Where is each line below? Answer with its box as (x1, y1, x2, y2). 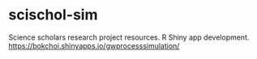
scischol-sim (8, 6, 99, 24)
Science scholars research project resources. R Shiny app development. (8, 32, 250, 42)
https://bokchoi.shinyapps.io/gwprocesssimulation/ (8, 40, 180, 50)
